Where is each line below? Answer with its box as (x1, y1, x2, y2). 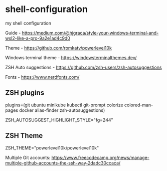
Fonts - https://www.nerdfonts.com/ (5, 74, 80, 80)
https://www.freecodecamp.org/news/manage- (51, 154, 149, 160)
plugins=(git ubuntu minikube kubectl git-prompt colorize (5, 102, 124, 108)
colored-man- (124, 102, 153, 108)
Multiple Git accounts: (5, 154, 51, 160)
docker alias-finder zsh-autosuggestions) (19, 107, 105, 113)
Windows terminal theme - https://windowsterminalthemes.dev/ (5, 54, 137, 61)
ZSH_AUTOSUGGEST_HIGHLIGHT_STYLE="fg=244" (5, 117, 113, 123)
